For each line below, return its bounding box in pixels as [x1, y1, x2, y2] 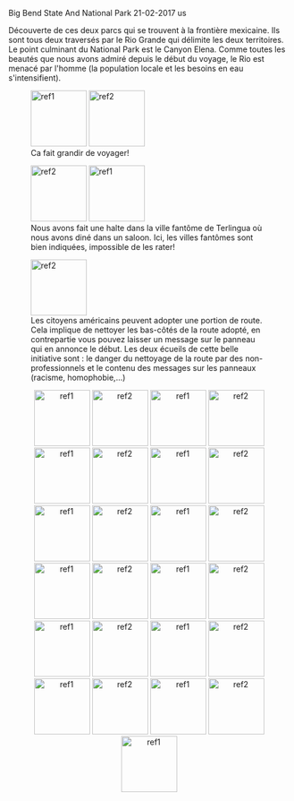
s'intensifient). [8, 73, 62, 83]
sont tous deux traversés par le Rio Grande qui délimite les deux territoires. [8, 35, 284, 45]
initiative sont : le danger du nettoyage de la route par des [30, 353, 243, 364]
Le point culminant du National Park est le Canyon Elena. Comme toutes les [8, 44, 286, 55]
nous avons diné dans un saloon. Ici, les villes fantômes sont [30, 232, 254, 243]
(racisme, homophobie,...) [30, 372, 126, 383]
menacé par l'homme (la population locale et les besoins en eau [8, 63, 244, 73]
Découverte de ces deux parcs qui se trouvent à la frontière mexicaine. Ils [8, 25, 281, 35]
